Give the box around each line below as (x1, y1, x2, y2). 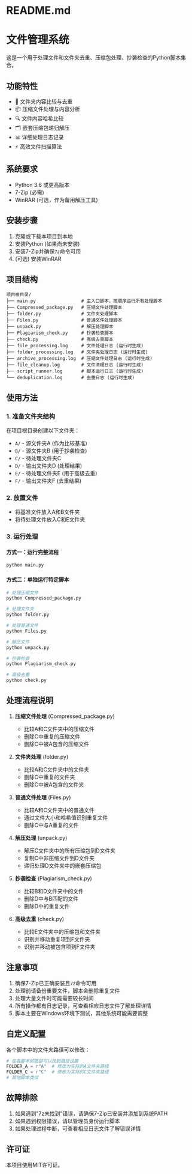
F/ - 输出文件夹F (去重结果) (14, 477, 82, 484)
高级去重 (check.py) (14, 915, 65, 922)
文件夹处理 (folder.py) (14, 753, 69, 760)
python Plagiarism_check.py (6, 661, 77, 667)
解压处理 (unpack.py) (14, 834, 68, 841)
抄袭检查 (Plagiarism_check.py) (14, 875, 93, 882)
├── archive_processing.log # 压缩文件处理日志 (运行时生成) (6, 356, 153, 362)
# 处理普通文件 (6, 622, 39, 628)
